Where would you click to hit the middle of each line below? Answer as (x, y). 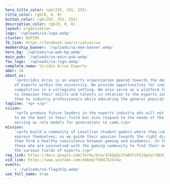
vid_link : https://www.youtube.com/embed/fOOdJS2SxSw (63, 160)
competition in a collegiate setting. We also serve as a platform (87, 89)
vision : (13, 108)
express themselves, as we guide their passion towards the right (86, 137)
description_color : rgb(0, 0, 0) (40, 24)
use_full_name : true (27, 174)
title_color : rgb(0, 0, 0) (34, 15)
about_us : (16, 76)
